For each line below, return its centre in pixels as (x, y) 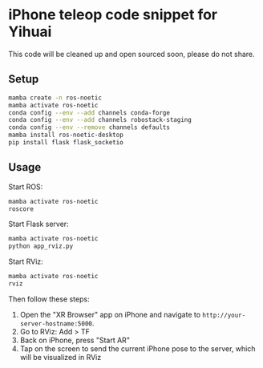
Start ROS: (26, 187)
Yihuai (30, 32)
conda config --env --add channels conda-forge (89, 113)
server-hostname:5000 (56, 324)
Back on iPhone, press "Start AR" (75, 340)
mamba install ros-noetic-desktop (66, 135)
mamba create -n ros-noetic (55, 98)
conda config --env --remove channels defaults (89, 127)
